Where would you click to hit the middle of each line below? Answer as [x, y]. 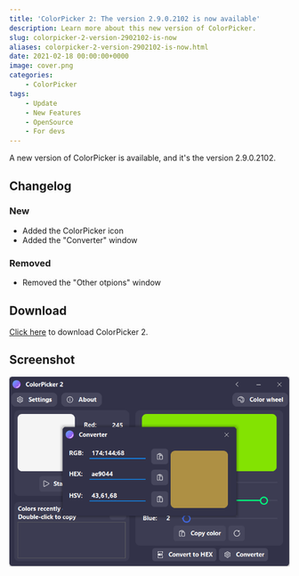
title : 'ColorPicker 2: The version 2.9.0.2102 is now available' [135, 19]
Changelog [40, 186]
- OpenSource [49, 122]
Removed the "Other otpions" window [92, 283]
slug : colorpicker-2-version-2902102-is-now [93, 37]
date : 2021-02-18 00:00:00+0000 [69, 57]
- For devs [45, 132]
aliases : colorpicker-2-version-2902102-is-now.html [109, 47]
